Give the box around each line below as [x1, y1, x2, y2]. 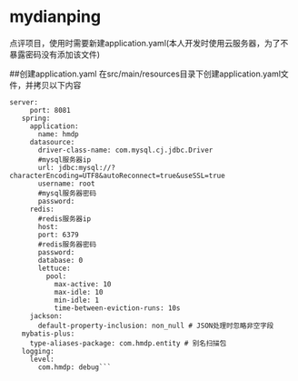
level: [29, 355, 55, 364]
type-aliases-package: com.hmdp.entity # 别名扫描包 [29, 338, 227, 347]
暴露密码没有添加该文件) [9, 48, 101, 60]
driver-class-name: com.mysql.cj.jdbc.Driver [37, 145, 214, 155]
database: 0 [37, 256, 84, 265]
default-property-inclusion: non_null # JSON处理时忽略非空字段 [37, 321, 274, 330]
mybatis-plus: [21, 329, 75, 338]
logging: [21, 346, 55, 356]
